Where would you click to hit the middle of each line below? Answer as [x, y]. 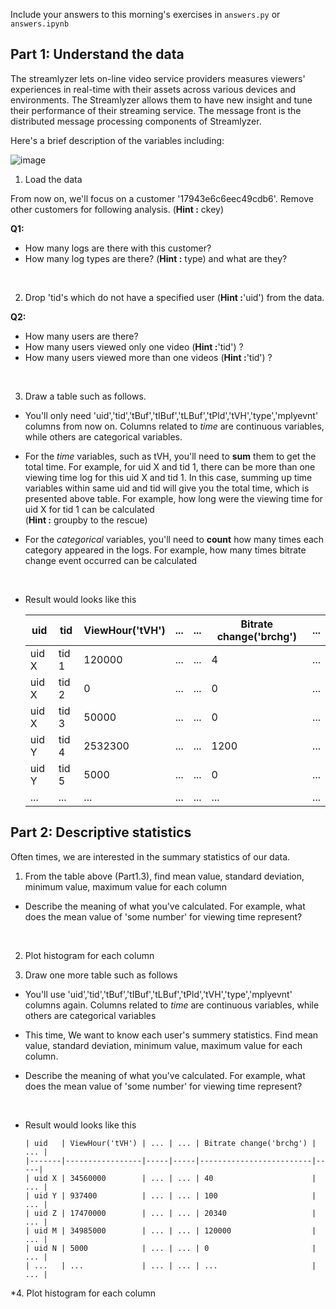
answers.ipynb [40, 24]
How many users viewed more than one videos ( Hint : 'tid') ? [148, 357]
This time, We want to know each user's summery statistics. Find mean [171, 1035]
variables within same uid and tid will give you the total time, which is [167, 488]
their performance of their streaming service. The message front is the [156, 110]
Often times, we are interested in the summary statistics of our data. [150, 856]
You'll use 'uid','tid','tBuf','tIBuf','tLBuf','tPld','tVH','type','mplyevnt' [158, 994]
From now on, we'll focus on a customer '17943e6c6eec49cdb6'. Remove [162, 198]
